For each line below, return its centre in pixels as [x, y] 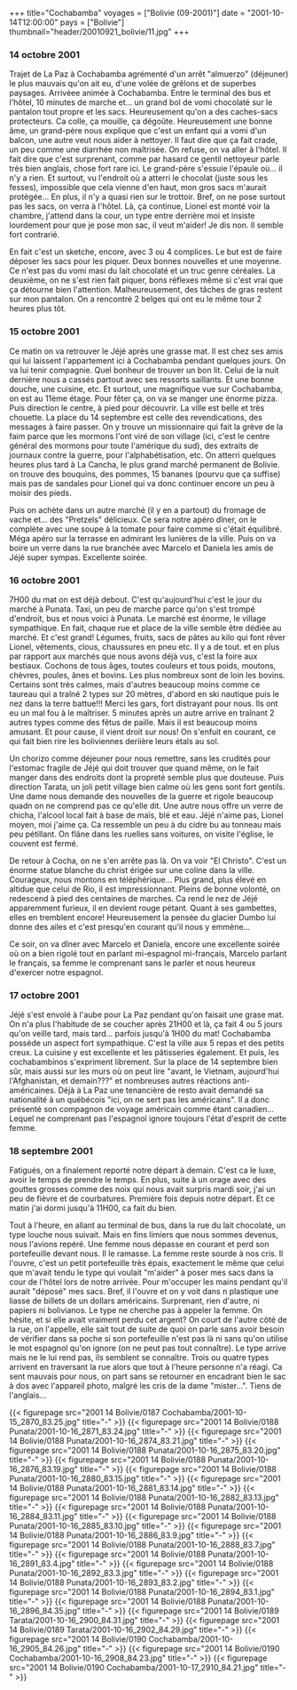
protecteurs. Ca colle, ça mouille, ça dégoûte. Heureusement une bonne [141, 121]
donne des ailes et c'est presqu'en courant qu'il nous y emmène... [130, 926]
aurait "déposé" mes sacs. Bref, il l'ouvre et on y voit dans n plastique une [144, 1292]
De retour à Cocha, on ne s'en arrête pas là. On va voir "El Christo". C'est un [148, 861]
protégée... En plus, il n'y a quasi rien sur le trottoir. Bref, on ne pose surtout [147, 197]
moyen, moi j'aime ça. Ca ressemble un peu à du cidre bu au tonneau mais [145, 824]
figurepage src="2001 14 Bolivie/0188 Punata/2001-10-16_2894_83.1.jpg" [142, 1592]
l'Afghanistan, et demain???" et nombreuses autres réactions [120, 1081]
